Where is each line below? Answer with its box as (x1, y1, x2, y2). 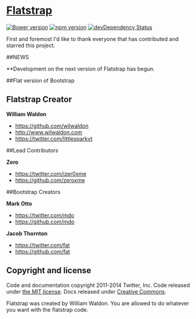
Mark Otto (6, 200, 32, 207)
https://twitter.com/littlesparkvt (15, 135, 93, 142)
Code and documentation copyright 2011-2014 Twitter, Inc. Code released (6, 282, 191, 289)
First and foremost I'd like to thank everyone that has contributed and (6, 35, 179, 42)
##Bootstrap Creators (6, 188, 60, 195)
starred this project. (6, 42, 56, 49)
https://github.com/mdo (15, 218, 74, 225)
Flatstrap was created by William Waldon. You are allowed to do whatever (6, 300, 189, 307)
